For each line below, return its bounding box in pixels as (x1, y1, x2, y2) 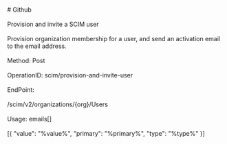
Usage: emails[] (7, 115, 52, 123)
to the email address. (7, 42, 67, 50)
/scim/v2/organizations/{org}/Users (7, 100, 109, 108)
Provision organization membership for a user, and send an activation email (7, 35, 221, 43)
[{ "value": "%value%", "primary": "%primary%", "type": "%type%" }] (7, 130, 205, 137)
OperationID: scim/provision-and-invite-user (7, 71, 133, 79)
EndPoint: (7, 86, 34, 94)
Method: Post (7, 57, 45, 64)
